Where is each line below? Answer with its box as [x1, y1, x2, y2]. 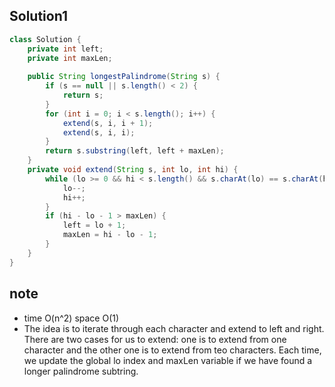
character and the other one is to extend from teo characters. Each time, [23, 344, 322, 356]
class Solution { [9, 34, 82, 44]
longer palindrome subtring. [23, 365, 139, 377]
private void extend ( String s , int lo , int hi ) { [27, 165, 239, 175]
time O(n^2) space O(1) [23, 312, 120, 324]
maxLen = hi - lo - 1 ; [62, 230, 158, 240]
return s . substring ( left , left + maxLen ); [45, 146, 225, 156]
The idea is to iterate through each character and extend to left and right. [23, 322, 325, 334]
